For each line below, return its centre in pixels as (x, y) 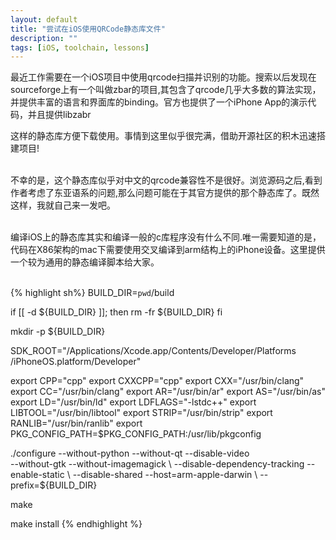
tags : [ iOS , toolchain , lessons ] (80, 47)
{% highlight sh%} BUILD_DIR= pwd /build (92, 293)
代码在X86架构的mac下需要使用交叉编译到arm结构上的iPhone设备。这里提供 (168, 250)
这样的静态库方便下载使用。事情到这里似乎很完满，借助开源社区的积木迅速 (163, 136)
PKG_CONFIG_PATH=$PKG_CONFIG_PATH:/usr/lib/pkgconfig (136, 434)
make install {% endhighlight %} (76, 524)
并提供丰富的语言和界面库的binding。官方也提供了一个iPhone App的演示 (159, 102)
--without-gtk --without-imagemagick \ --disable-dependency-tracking (157, 464)
